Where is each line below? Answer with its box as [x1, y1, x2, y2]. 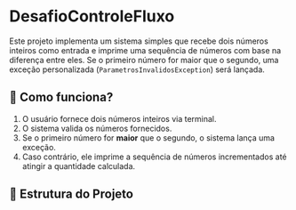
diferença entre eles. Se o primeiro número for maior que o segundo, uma [9, 54, 279, 65]
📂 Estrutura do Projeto [9, 187, 133, 202]
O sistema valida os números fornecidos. [21, 123, 172, 133]
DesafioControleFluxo [9, 6, 175, 27]
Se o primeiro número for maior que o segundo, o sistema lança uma [21, 132, 276, 143]
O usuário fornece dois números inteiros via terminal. [21, 113, 217, 124]
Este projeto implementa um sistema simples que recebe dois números [9, 36, 268, 46]
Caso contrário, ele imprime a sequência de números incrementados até [21, 151, 287, 162]
